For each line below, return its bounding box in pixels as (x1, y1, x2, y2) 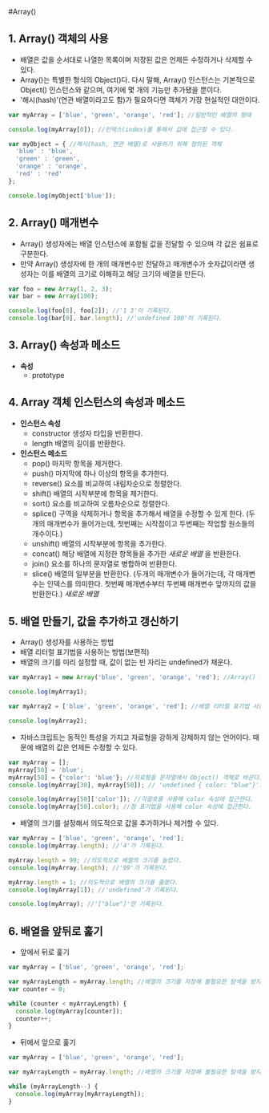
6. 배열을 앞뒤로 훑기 (8, 924, 103, 938)
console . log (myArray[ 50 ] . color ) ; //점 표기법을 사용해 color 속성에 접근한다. (8, 802, 252, 811)
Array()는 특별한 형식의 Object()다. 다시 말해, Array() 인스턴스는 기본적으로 (19, 75, 255, 84)
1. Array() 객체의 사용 (8, 32, 109, 46)
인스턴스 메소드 (19, 449, 68, 458)
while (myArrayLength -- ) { (8, 1083, 98, 1091)
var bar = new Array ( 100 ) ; (8, 292, 98, 300)
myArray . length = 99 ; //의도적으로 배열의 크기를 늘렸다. (8, 856, 183, 864)
